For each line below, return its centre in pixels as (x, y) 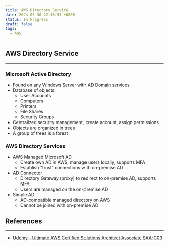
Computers (32, 101)
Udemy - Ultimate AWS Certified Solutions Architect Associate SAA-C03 (87, 238)
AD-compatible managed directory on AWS (65, 200)
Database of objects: (34, 90)
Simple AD (23, 195)
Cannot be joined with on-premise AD (59, 205)
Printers (28, 106)
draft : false (19, 24)
